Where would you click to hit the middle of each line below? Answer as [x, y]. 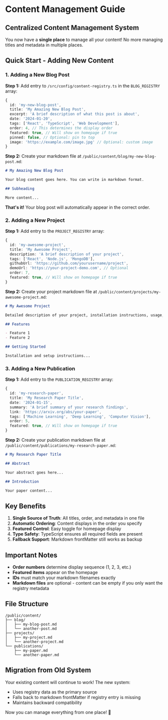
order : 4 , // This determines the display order [61, 128]
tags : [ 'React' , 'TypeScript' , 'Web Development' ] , [65, 123]
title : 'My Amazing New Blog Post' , [48, 109]
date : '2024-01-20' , [31, 119]
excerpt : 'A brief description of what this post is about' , [75, 114]
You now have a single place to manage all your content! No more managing [84, 39]
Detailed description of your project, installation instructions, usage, [85, 315]
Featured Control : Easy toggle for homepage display [67, 529]
